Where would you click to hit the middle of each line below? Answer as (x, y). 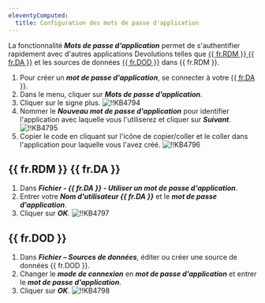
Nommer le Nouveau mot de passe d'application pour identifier (124, 110)
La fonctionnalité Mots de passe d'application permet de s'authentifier (124, 45)
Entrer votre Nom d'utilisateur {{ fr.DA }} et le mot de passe (118, 196)
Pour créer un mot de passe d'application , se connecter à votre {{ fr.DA (137, 77)
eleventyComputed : (38, 15)
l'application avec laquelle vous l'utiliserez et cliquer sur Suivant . (125, 119)
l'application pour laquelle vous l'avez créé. (90, 144)
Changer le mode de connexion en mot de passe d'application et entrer (138, 274)
